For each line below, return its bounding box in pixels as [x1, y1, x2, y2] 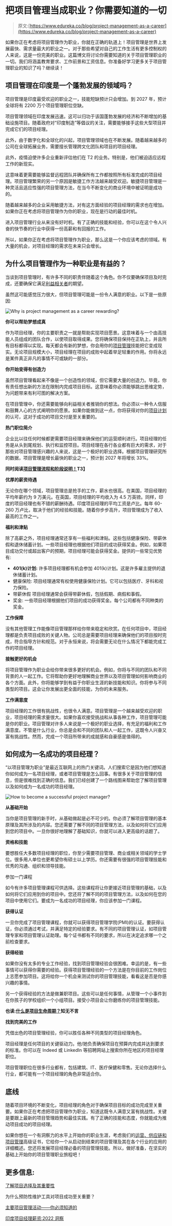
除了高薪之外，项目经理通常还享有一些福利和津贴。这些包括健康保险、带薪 [5, 535, 162, 541]
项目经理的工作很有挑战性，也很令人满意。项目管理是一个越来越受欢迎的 [5, 707, 158, 714]
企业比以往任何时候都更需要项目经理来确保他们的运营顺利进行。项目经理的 [5, 435, 162, 442]
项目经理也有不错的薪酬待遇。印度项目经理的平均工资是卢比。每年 [14, 500, 154, 506]
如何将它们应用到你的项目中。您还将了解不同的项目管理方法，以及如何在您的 [5, 891, 167, 897]
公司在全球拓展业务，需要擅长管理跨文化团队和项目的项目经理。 [5, 143, 140, 149]
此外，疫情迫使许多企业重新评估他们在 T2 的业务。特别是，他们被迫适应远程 [5, 154, 166, 160]
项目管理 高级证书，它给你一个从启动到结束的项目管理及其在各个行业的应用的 [5, 1139, 167, 1145]
